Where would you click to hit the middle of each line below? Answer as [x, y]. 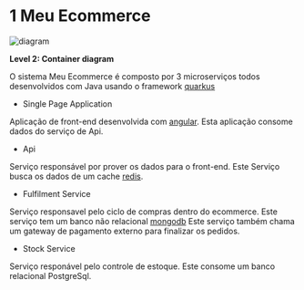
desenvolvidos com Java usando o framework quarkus [112, 86]
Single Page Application [67, 104]
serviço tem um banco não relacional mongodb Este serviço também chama [152, 221]
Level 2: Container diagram [62, 58]
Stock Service [49, 248]
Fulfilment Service [56, 193]
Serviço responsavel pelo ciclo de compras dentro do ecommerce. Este [143, 212]
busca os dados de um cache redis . [76, 176]
